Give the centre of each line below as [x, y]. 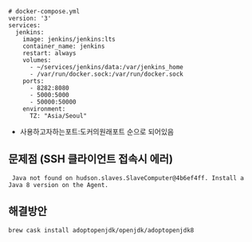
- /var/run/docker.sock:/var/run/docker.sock [106, 74]
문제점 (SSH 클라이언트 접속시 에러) [91, 159]
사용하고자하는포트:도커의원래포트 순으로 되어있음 [96, 132]
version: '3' [30, 18]
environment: [44, 109]
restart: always [50, 53]
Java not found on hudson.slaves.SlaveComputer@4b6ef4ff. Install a [128, 178]
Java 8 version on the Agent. [59, 185]
